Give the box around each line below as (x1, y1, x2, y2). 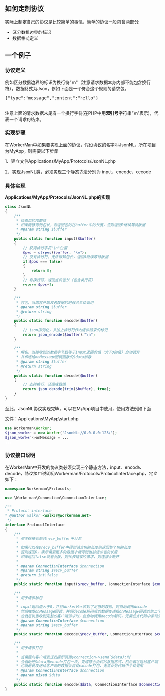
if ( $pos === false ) (23, 259, 63, 264)
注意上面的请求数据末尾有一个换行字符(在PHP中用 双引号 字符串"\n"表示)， (5, 110, 154, 116)
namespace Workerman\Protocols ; (5, 486, 71, 491)
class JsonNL (5, 204, 32, 209)
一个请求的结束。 (9, 116, 44, 122)
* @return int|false (16, 572, 58, 577)
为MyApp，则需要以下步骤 (5, 148, 58, 154)
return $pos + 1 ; (23, 282, 54, 287)
